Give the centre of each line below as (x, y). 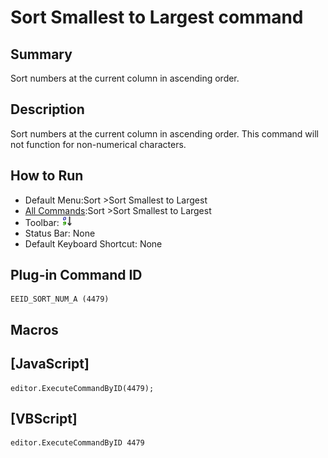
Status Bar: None (60, 233)
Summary (41, 54)
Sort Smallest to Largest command (157, 17)
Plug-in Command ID (76, 275)
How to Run (47, 176)
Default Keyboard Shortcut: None (93, 243)
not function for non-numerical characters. (98, 144)
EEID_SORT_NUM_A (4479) (60, 299)
